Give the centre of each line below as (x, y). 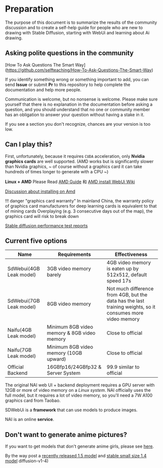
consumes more (125, 313)
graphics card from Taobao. (33, 401)
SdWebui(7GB (24, 301)
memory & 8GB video (71, 333)
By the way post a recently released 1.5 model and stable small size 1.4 (76, 456)
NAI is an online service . (30, 419)
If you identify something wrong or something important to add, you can (77, 79)
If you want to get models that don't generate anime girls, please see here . (80, 446)
